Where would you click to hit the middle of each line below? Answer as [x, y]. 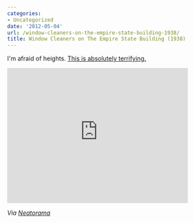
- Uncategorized [30, 20]
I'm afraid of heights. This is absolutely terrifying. [77, 58]
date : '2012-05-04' [35, 26]
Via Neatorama [29, 213]
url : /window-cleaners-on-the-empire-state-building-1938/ [94, 33]
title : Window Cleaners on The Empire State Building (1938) [97, 39]
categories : [24, 13]
